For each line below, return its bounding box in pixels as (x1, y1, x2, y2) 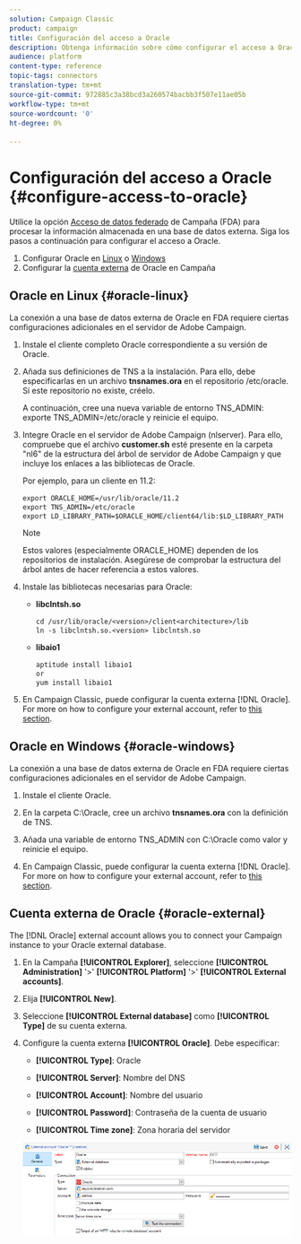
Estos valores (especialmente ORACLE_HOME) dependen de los (21, 544, 259, 555)
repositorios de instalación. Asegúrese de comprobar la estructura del (21, 554, 281, 565)
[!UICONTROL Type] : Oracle (35, 1055, 142, 1066)
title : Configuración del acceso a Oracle (9, 33, 170, 42)
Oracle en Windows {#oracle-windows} (9, 739, 236, 754)
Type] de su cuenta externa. (21, 1020, 128, 1031)
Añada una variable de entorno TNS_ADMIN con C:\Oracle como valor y (21, 834, 288, 845)
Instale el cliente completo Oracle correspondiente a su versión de (21, 339, 268, 350)
